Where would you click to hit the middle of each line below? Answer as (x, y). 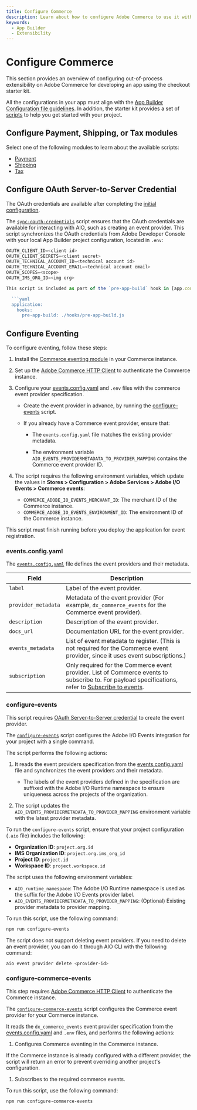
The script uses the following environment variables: (69, 877)
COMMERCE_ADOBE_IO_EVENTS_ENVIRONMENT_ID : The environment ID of (103, 512)
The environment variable (63, 452)
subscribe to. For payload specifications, (122, 680)
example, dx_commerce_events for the (116, 605)
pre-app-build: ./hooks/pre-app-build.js (73, 315)
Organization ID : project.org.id (54, 847)
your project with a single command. (50, 741)
